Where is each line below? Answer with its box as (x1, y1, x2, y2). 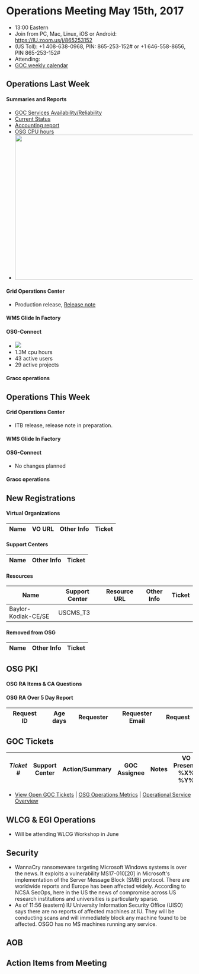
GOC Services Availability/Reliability (14, 109, 102, 116)
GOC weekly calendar (14, 61, 69, 69)
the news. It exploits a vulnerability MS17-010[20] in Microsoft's (14, 870, 170, 877)
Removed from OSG (6, 629, 56, 636)
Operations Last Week (6, 79, 90, 89)
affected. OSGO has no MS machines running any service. (14, 920, 157, 928)
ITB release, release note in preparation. (14, 421, 113, 429)
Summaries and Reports (6, 95, 67, 102)
